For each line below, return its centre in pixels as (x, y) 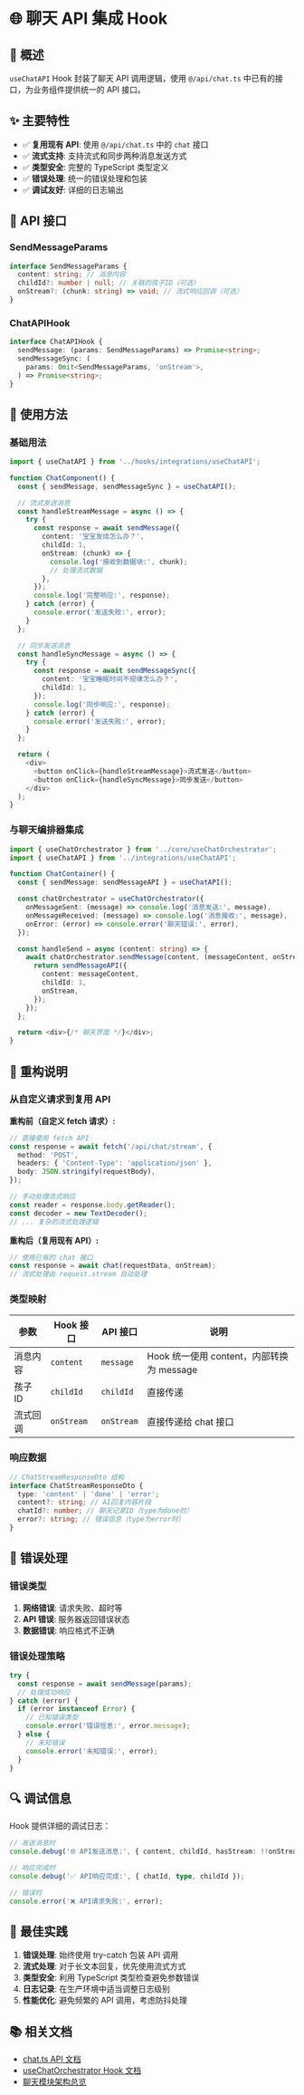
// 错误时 (26, 1893)
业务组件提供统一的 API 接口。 (90, 90)
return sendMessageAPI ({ (80, 966)
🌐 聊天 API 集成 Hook (89, 19)
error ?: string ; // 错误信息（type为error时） (101, 1519)
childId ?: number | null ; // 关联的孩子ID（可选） (109, 283)
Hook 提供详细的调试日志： (60, 1826)
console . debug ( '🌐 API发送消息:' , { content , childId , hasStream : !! (139, 1852)
